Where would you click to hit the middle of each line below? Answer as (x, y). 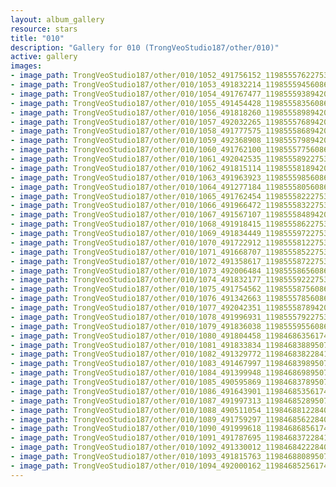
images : (26, 66)
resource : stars (44, 29)
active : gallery (44, 57)
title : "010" (37, 38)
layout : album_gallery (57, 19)
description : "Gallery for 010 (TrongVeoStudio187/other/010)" (145, 47)
